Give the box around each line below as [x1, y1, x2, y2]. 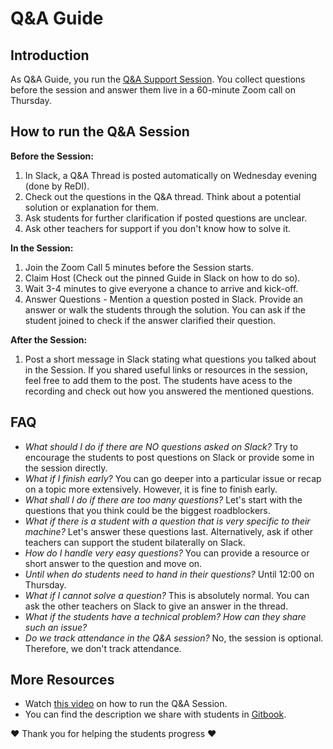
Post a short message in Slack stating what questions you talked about [24, 353, 317, 365]
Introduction [10, 47, 90, 64]
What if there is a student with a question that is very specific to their [24, 515, 311, 527]
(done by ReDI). [24, 180, 90, 192]
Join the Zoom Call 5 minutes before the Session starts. [24, 261, 254, 273]
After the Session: [10, 333, 88, 346]
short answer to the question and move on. [24, 557, 203, 569]
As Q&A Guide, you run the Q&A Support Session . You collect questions [10, 73, 306, 85]
